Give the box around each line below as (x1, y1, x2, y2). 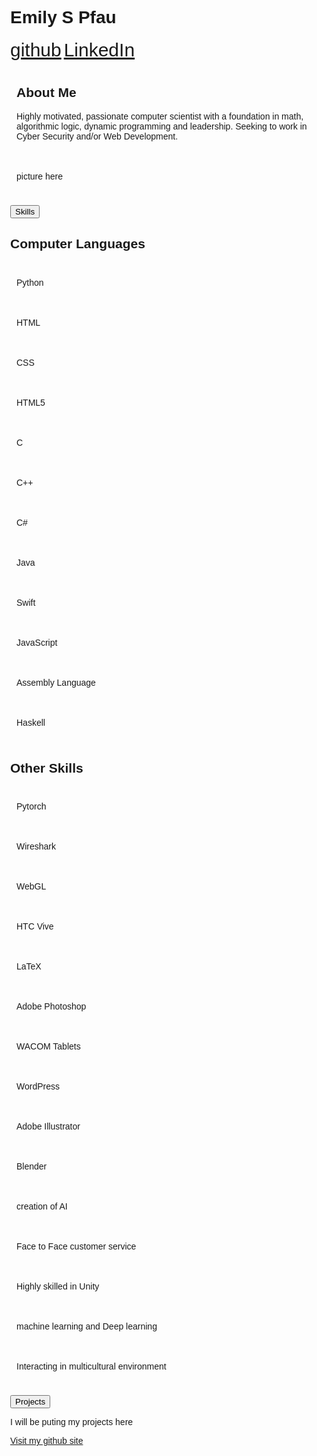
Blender (16, 1161, 48, 1172)
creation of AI (16, 1201, 68, 1212)
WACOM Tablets (16, 1041, 81, 1052)
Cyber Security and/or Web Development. (16, 130, 179, 142)
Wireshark (16, 841, 57, 852)
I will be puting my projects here (10, 1417, 134, 1428)
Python (16, 277, 44, 288)
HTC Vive (16, 921, 54, 932)
